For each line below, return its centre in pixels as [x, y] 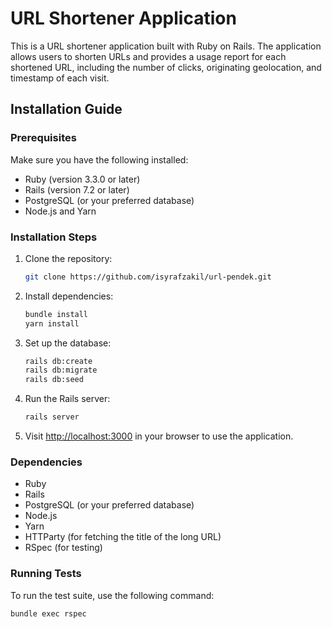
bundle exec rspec [48, 613]
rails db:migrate [61, 370]
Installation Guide [66, 109]
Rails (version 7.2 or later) [77, 189]
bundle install [56, 314]
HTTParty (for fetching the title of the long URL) [123, 537]
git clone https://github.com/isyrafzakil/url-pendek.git [148, 277]
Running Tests [46, 574]
